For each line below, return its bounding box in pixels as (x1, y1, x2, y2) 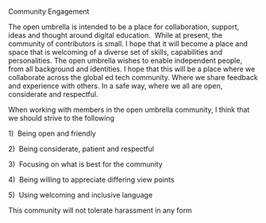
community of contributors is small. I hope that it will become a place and (8, 39, 249, 48)
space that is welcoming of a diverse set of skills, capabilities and (8, 48, 223, 56)
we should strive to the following (8, 113, 115, 122)
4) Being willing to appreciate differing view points (8, 175, 175, 184)
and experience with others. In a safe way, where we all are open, (8, 81, 223, 90)
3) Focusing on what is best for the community (8, 160, 163, 169)
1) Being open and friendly (8, 129, 97, 138)
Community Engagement (8, 7, 90, 16)
